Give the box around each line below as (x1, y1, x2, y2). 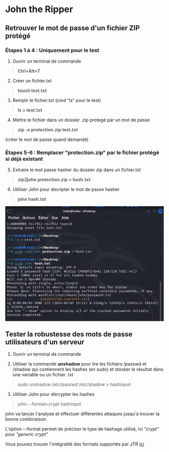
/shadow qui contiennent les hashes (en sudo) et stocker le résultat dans (12, 366, 163, 372)
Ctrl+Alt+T (17, 68, 41, 74)
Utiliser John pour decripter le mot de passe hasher (12, 186, 120, 192)
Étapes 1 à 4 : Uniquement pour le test (5, 46, 100, 54)
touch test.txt (17, 87, 47, 93)
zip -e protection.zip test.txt (17, 126, 78, 132)
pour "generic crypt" (5, 431, 48, 437)
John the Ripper (5, 4, 73, 15)
